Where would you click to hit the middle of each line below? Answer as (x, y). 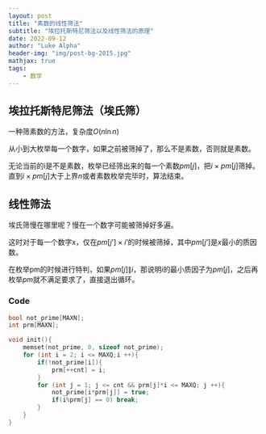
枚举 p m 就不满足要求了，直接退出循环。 (74, 280)
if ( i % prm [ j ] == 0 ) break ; (95, 400)
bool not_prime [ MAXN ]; (46, 318)
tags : (17, 69)
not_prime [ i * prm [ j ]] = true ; (100, 393)
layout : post (30, 16)
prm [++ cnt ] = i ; (79, 370)
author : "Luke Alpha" (45, 46)
